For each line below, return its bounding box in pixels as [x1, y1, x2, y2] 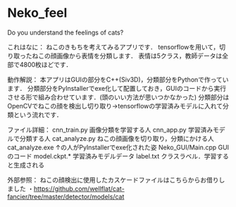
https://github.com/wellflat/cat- [33, 184, 125, 193]
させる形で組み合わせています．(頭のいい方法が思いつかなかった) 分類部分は [7, 93, 230, 101]
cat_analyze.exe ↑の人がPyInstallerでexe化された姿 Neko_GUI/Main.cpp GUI [7, 143, 230, 151]
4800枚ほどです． [19, 60, 73, 68]
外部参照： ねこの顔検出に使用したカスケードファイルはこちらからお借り [7, 175, 219, 184]
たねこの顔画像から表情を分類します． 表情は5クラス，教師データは [25, 51, 223, 60]
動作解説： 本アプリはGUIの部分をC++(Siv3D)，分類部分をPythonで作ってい [7, 75, 229, 84]
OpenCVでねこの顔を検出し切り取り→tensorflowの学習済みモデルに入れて [7, 101, 223, 110]
